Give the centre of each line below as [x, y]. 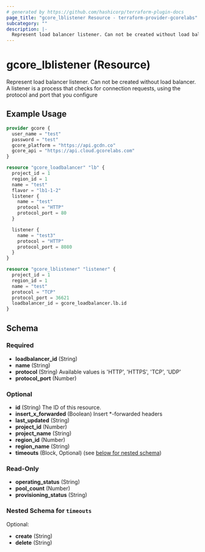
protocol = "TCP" [34, 292]
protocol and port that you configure [52, 95]
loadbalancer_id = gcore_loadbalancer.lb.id [69, 303]
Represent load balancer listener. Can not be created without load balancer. [101, 82]
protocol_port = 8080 [45, 247]
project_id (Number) [41, 427]
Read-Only [23, 469]
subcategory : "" [27, 23]
